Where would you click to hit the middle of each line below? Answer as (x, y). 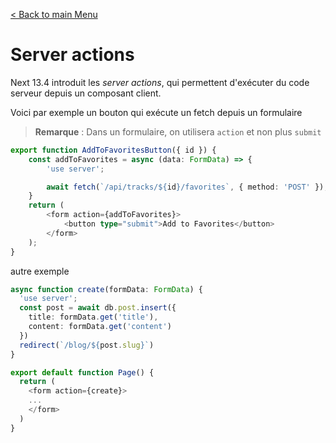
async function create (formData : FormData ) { (106, 289)
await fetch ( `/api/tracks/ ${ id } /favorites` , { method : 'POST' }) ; (187, 187)
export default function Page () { (82, 372)
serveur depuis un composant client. (86, 93)
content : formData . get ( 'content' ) (100, 327)
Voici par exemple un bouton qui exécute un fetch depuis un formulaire (156, 112)
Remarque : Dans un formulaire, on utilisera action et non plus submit (178, 131)
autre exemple (40, 271)
